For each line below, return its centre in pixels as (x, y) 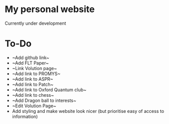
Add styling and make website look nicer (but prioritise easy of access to (88, 111)
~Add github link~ (31, 57)
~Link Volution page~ (34, 68)
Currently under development (35, 23)
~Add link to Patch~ (33, 84)
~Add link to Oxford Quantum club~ (49, 90)
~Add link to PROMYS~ (36, 74)
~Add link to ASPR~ (33, 79)
